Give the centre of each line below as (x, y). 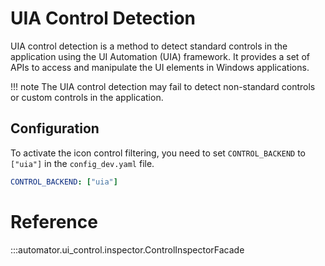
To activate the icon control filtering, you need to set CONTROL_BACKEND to (158, 153)
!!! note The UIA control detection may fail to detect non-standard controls (163, 86)
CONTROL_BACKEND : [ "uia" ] (64, 182)
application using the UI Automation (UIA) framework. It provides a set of (160, 56)
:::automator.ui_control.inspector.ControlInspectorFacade (127, 249)
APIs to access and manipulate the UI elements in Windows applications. (160, 67)
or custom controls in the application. (87, 97)
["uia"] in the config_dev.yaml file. (82, 163)
